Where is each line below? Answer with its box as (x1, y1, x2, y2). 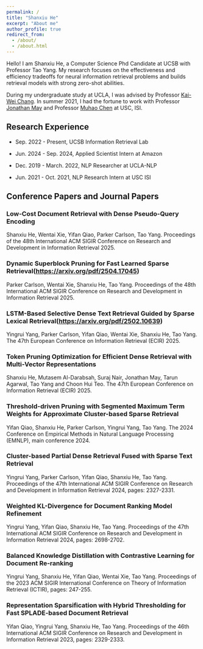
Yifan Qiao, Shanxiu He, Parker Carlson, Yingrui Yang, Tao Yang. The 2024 (6, 424, 194, 431)
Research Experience (6, 122, 90, 132)
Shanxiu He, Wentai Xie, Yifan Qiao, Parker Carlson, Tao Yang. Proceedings (6, 231, 196, 238)
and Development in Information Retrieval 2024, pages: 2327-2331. (6, 486, 176, 494)
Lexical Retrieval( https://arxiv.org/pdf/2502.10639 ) (6, 317, 163, 325)
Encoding (6, 218, 35, 226)
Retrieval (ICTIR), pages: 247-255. (6, 586, 92, 593)
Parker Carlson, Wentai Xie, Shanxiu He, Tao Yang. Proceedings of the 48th (6, 280, 196, 288)
